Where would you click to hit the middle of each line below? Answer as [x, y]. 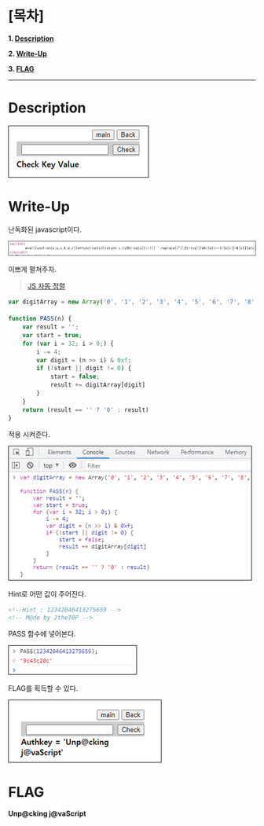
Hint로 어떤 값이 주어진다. [47, 593]
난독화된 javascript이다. [45, 229]
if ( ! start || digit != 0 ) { [84, 369]
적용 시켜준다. [29, 434]
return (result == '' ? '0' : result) [86, 409]
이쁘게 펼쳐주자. [33, 270]
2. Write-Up [27, 53]
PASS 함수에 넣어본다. [42, 634]
